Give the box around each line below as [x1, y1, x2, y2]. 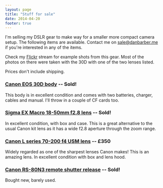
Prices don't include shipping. [5, 69, 65, 75]
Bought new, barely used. [5, 177, 56, 183]
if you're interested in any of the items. [5, 44, 83, 50]
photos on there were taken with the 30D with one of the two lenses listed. [5, 59, 155, 65]
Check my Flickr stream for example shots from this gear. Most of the [5, 54, 145, 60]
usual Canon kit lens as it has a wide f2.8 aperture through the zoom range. [5, 125, 156, 131]
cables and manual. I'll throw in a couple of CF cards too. [5, 97, 119, 103]
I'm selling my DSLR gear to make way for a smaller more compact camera [5, 34, 155, 40]
